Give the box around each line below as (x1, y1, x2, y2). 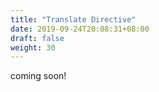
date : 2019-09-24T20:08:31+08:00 (10, 24, 150, 34)
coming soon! (10, 70, 67, 82)
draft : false (10, 33, 65, 43)
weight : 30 (10, 42, 56, 53)
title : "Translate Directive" (10, 14, 137, 25)
